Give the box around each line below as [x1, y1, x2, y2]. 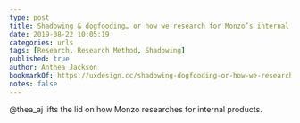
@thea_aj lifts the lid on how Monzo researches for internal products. [9, 103, 263, 114]
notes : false [9, 79, 58, 88]
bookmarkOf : [9, 71, 54, 80]
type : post [9, 12, 50, 22]
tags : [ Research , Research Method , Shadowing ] [9, 46, 186, 55]
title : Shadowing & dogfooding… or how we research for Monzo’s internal [9, 21, 290, 30]
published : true [9, 54, 70, 63]
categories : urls [9, 37, 74, 47]
